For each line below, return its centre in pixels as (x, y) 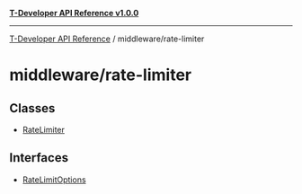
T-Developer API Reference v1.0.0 (74, 13)
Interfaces (39, 158)
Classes (32, 108)
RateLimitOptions (54, 180)
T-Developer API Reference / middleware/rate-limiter (107, 39)
